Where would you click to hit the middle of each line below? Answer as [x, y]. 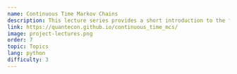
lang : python [26, 54]
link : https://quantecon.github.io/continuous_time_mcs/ [93, 27]
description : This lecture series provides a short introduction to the [116, 20]
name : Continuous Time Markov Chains [63, 14]
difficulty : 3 [28, 60]
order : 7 [20, 40]
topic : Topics [28, 47]
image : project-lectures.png [50, 33]
